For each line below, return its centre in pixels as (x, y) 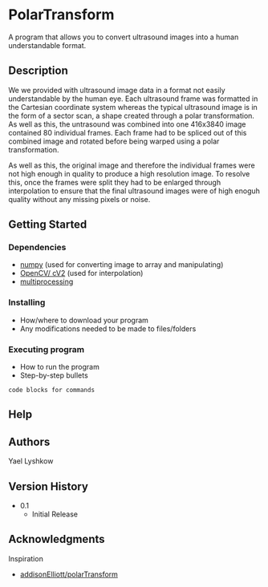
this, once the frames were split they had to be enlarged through (115, 182)
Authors (29, 441)
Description (38, 71)
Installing (27, 302)
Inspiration (26, 558)
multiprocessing (47, 281)
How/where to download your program (84, 320)
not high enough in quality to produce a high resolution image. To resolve (129, 173)
